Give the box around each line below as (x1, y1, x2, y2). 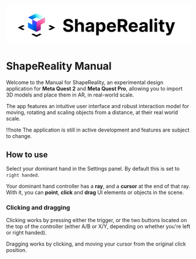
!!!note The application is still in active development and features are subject (6, 126, 190, 133)
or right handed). (6, 229, 47, 236)
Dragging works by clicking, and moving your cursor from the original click (6, 240, 186, 247)
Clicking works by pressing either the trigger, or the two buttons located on (6, 217, 187, 224)
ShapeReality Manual (6, 60, 112, 73)
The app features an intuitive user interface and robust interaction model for (6, 103, 190, 110)
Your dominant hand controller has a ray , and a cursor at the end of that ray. (6, 183, 191, 190)
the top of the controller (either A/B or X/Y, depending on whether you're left (6, 223, 191, 230)
